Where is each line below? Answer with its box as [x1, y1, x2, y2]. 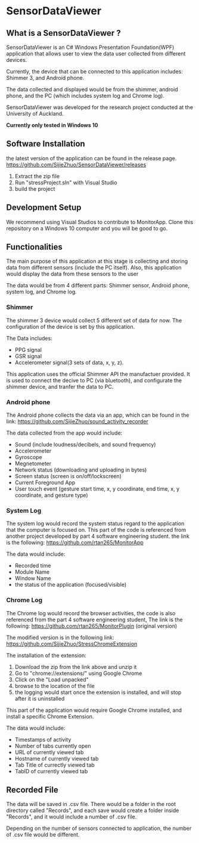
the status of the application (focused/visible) [14, 581, 127, 588]
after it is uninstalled [14, 695, 65, 702]
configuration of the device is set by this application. [6, 323, 135, 330]
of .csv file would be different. [6, 831, 80, 838]
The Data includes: [6, 334, 52, 342]
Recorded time [14, 562, 51, 569]
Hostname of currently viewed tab [14, 755, 99, 762]
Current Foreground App [14, 479, 76, 486]
